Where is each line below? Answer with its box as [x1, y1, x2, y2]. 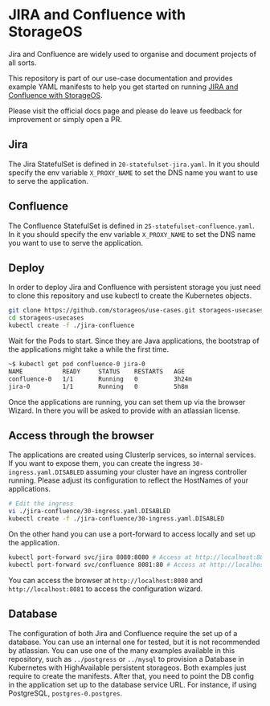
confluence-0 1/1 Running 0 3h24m [8, 375, 193, 383]
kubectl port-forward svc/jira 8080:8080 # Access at [8, 553, 193, 561]
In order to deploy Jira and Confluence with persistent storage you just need [8, 283, 261, 292]
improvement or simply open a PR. [8, 114, 122, 124]
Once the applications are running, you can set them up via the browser [8, 397, 246, 406]
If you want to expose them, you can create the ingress [8, 459, 191, 468]
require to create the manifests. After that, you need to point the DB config [8, 671, 255, 680]
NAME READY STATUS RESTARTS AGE [8, 367, 185, 375]
